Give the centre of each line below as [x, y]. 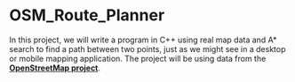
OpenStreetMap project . [55, 68]
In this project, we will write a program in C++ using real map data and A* [143, 40]
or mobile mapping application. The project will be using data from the [138, 58]
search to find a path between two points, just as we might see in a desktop [147, 48]
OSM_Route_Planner [87, 15]
